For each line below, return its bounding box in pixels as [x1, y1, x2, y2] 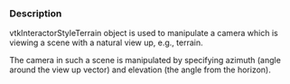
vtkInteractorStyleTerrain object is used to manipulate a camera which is [9, 28, 278, 39]
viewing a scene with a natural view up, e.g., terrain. [9, 37, 203, 48]
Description [9, 7, 62, 20]
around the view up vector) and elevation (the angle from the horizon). [9, 64, 271, 75]
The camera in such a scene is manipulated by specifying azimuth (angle [9, 55, 282, 66]
